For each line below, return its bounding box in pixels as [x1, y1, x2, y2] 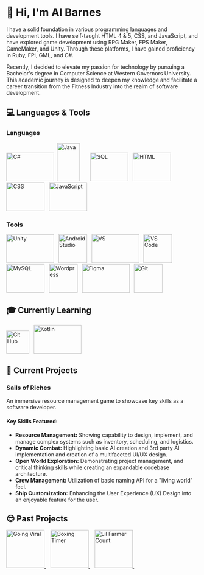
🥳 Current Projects [6, 365, 78, 376]
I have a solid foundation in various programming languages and [6, 26, 167, 33]
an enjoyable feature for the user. [15, 496, 99, 503]
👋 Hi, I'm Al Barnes [6, 5, 102, 19]
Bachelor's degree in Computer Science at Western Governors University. [6, 69, 192, 77]
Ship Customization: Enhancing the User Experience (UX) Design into [15, 489, 192, 497]
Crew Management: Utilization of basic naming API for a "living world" [15, 476, 193, 484]
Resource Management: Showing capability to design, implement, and [15, 431, 194, 439]
